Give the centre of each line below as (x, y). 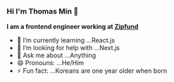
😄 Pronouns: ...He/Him (50, 63)
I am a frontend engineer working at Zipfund (73, 27)
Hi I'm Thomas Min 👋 (43, 11)
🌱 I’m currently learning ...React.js (66, 40)
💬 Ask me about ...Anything (56, 55)
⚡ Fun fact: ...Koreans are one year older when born (92, 71)
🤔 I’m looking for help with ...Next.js (68, 48)
